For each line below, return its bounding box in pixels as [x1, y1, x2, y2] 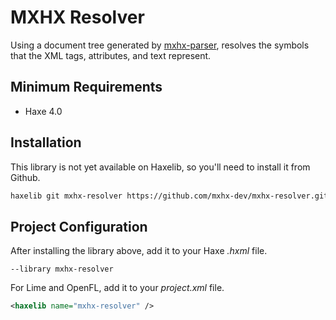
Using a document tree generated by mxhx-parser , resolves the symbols [10, 39, 310, 51]
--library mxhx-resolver [10, 264, 114, 275]
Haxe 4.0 [24, 105, 63, 117]
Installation [10, 134, 82, 151]
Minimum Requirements [10, 79, 163, 96]
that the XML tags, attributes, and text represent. [10, 49, 212, 61]
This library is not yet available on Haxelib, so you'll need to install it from [10, 161, 311, 173]
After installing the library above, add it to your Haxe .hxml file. [10, 245, 268, 257]
